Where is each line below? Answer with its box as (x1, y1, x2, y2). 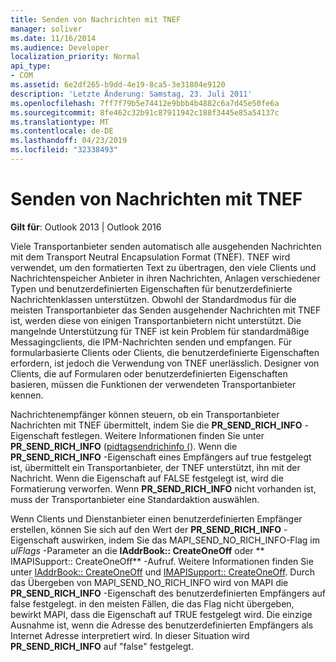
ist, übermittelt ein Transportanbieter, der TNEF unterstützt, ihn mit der (10, 461, 301, 473)
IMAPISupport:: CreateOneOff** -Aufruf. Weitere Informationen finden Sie (10, 555, 314, 567)
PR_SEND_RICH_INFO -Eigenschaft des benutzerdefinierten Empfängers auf (10, 587, 326, 599)
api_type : (10, 61, 52, 71)
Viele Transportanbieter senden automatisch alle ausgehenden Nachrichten (10, 240, 322, 252)
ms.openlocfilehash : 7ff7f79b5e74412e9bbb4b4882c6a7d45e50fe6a (10, 98, 280, 108)
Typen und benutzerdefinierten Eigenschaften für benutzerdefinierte (10, 282, 293, 295)
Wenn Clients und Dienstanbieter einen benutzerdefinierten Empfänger (10, 512, 303, 525)
